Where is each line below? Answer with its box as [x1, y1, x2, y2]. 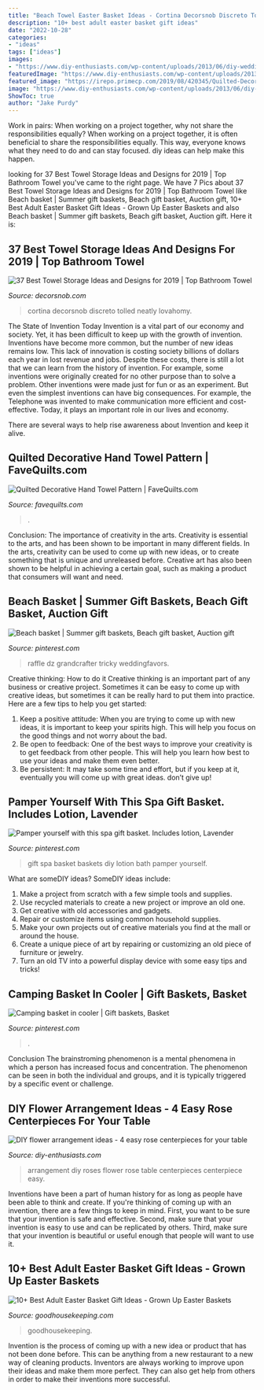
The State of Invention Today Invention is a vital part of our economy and [8, 321, 244, 330]
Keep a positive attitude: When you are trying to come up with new [19, 713, 236, 724]
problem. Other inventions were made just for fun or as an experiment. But [8, 379, 249, 389]
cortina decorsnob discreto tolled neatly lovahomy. [27, 306, 192, 315]
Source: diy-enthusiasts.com [8, 1150, 102, 1160]
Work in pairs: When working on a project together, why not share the [8, 121, 233, 131]
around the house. [19, 931, 79, 941]
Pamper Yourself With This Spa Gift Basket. [8, 795, 225, 809]
